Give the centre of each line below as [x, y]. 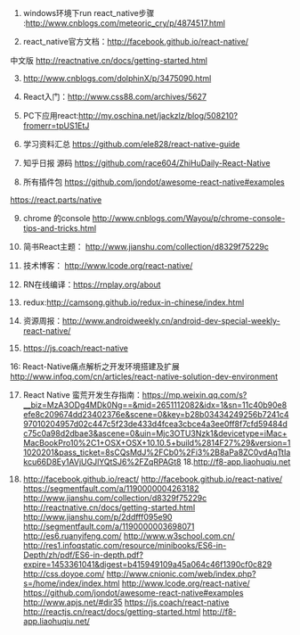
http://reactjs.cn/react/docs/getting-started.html [112, 612]
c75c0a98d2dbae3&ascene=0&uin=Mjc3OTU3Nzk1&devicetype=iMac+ [155, 433]
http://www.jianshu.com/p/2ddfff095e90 [97, 517]
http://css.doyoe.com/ [64, 574]
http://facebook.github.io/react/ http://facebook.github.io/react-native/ [153, 479]
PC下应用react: [51, 115]
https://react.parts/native [56, 200]
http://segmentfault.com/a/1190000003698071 [109, 526]
